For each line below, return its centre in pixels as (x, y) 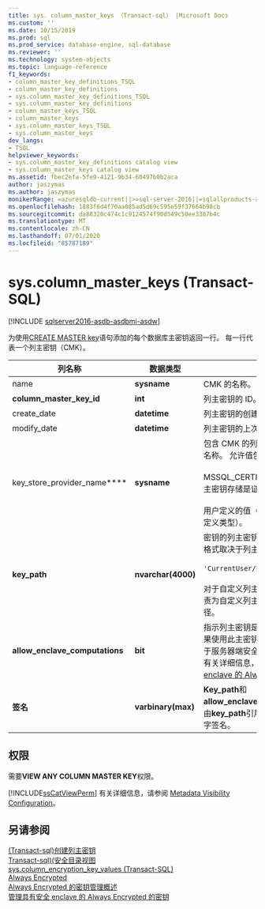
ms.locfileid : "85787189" (50, 243)
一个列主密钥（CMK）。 (52, 347)
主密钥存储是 (228, 488)
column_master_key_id (56, 398)
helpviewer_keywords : (44, 155)
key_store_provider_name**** (70, 482)
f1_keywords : (30, 74)
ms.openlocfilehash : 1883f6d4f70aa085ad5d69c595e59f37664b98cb (114, 206)
